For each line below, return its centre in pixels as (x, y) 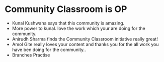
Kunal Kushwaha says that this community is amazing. (68, 23)
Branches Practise (31, 55)
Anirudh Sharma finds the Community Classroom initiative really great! (85, 39)
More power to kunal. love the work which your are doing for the (78, 28)
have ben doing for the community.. (49, 49)
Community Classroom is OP (66, 9)
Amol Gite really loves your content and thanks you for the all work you (85, 44)
